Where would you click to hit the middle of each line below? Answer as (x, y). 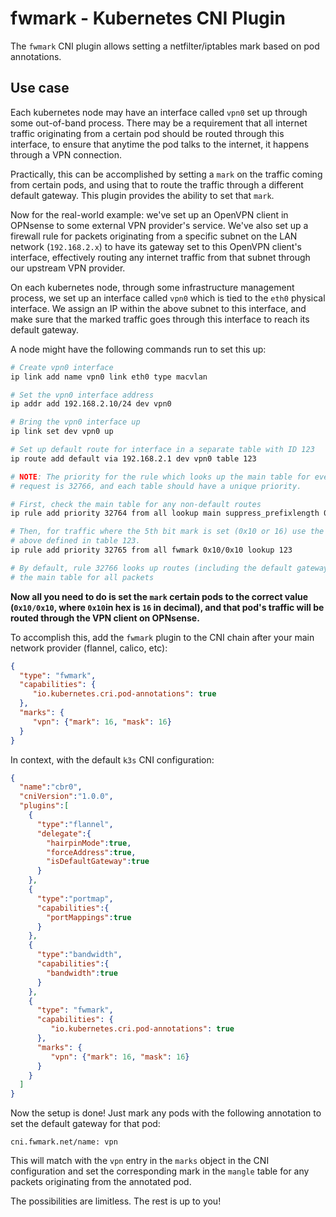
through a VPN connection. (66, 154)
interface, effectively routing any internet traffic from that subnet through (160, 257)
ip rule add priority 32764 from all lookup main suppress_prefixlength (165, 513)
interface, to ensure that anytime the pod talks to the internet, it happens (160, 144)
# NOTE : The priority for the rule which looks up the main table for (160, 477)
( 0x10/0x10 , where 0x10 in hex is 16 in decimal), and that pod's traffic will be (167, 607)
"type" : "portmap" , (75, 898)
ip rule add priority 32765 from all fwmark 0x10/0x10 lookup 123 (151, 550)
